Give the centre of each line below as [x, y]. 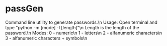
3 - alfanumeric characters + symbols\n [46, 38]
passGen [24, 9]
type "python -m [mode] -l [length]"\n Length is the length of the [72, 27]
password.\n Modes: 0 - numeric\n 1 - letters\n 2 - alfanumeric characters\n [84, 33]
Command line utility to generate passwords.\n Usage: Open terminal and [81, 22]
